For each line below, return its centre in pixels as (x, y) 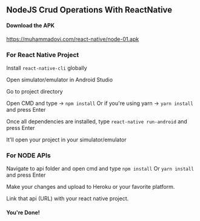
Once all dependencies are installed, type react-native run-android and (97, 121)
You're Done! (23, 212)
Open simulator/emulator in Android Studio (60, 80)
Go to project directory (35, 91)
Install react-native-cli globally (47, 68)
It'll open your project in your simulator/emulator (66, 140)
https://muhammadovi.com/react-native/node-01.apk (73, 39)
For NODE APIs (28, 155)
